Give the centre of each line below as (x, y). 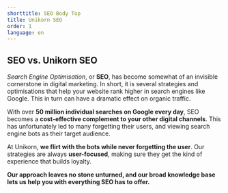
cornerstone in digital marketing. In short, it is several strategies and (103, 84)
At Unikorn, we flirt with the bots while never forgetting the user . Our (106, 147)
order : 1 (19, 26)
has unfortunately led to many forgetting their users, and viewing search (109, 127)
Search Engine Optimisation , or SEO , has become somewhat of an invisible (113, 77)
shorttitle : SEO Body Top (44, 13)
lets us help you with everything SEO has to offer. (79, 182)
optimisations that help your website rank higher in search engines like (106, 91)
